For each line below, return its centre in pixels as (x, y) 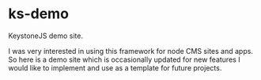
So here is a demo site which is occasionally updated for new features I (124, 59)
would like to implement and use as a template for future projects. (115, 67)
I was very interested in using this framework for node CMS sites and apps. (130, 51)
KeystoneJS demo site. (45, 36)
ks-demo (39, 14)
